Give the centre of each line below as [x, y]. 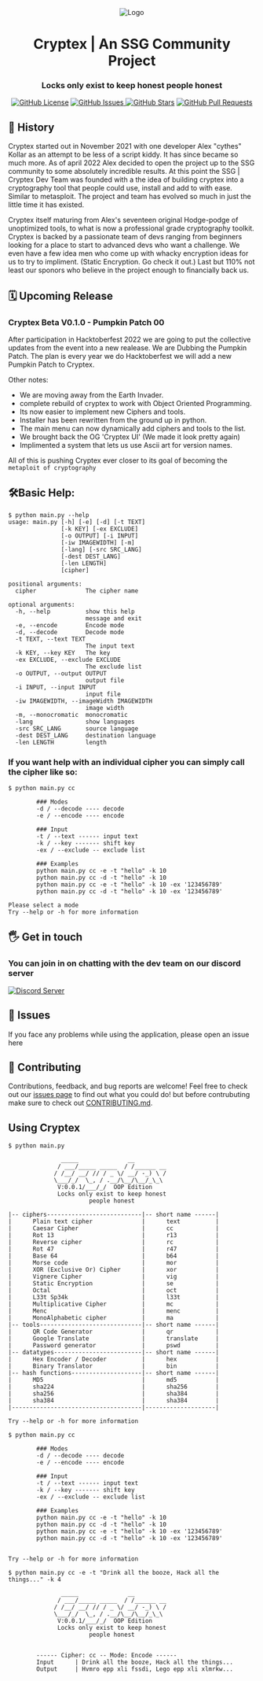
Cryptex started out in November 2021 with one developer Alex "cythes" [125, 146]
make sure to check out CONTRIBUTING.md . [80, 1103]
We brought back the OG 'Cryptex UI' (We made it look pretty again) [130, 437]
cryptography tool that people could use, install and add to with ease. [121, 188]
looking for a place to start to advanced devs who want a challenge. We [124, 245]
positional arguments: [45, 584]
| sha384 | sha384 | [114, 1401]
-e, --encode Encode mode [70, 625]
